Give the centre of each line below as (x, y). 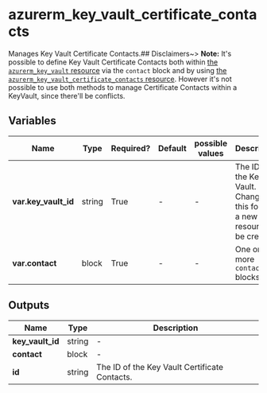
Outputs (29, 305)
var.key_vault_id (43, 201)
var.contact (35, 263)
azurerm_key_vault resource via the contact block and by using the (118, 70)
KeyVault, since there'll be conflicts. (67, 95)
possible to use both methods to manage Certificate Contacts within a (123, 87)
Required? (131, 148)
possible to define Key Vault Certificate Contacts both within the (113, 62)
